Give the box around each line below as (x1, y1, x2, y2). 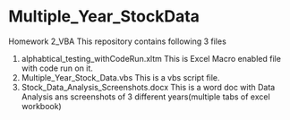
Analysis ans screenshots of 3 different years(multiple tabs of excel (21, 91, 270, 102)
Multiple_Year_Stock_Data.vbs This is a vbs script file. (21, 72, 220, 82)
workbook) (21, 100, 62, 111)
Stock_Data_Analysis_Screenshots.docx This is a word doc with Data (21, 81, 276, 92)
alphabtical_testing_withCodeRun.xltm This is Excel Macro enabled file (21, 53, 281, 64)
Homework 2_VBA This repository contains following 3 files (8, 36, 227, 47)
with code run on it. (21, 63, 93, 73)
